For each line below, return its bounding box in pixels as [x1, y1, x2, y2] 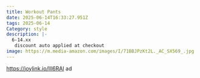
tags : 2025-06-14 [6, 20, 50, 26]
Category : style [6, 25, 47, 32]
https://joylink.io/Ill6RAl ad [6, 65, 72, 72]
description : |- [6, 31, 47, 37]
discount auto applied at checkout [14, 43, 105, 49]
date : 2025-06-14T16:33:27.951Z [6, 15, 88, 21]
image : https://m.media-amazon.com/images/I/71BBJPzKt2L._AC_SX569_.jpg [6, 48, 195, 54]
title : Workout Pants [6, 8, 61, 15]
